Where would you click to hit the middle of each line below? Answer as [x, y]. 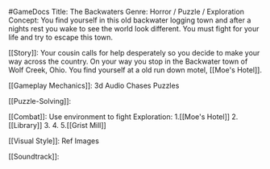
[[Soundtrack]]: [34, 157]
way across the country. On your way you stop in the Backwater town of [128, 61]
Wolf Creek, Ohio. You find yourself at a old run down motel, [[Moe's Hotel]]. [135, 70]
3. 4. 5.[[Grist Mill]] [75, 125]
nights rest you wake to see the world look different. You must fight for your [134, 29]
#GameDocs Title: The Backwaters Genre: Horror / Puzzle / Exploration [126, 12]
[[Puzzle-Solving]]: [40, 101]
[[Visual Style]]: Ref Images [54, 141]
